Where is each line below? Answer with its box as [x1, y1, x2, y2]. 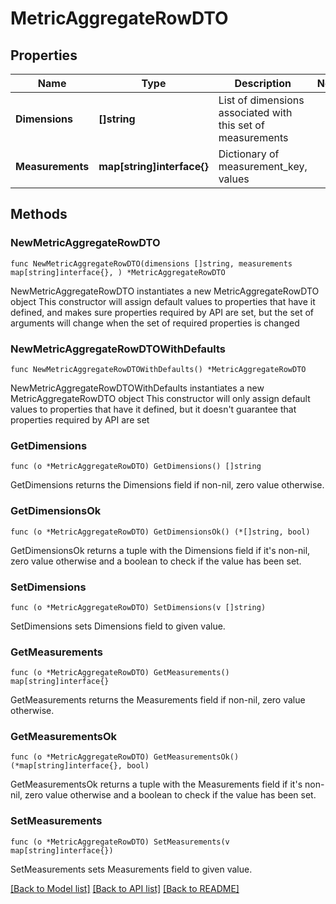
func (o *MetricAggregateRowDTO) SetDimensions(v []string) [10, 602, 267, 612]
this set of [218, 118, 265, 132]
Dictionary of [218, 147, 280, 161]
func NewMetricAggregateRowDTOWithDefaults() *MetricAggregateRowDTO [10, 364, 307, 374]
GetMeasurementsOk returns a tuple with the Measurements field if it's [10, 778, 303, 791]
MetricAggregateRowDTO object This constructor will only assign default [10, 392, 311, 404]
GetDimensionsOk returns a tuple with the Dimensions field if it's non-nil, [10, 544, 311, 556]
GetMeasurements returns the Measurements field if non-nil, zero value [10, 694, 306, 706]
